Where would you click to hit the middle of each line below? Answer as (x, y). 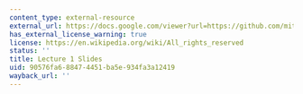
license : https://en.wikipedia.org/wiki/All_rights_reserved (127, 43)
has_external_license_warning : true (78, 34)
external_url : (36, 26)
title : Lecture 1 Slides (56, 59)
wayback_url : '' (40, 76)
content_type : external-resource (72, 17)
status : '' (30, 51)
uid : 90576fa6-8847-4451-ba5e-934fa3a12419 (92, 68)
